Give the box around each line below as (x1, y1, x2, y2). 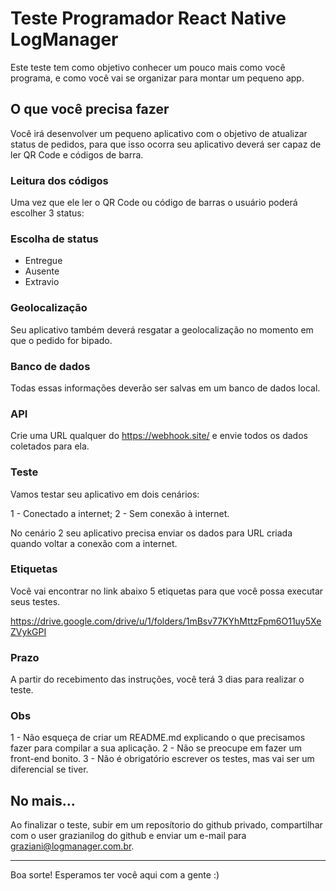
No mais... (10, 792, 76, 809)
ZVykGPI (10, 625, 47, 637)
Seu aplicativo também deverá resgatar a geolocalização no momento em (10, 323, 314, 336)
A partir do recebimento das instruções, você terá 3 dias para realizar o (10, 673, 305, 686)
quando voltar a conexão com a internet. (10, 537, 178, 549)
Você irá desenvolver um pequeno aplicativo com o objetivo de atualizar (10, 127, 308, 139)
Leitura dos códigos (10, 173, 109, 187)
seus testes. (10, 595, 61, 607)
